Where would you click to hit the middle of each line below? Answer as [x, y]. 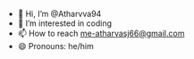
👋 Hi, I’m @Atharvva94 [59, 14]
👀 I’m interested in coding [65, 23]
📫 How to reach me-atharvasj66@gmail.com [101, 33]
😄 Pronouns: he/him [55, 46]
